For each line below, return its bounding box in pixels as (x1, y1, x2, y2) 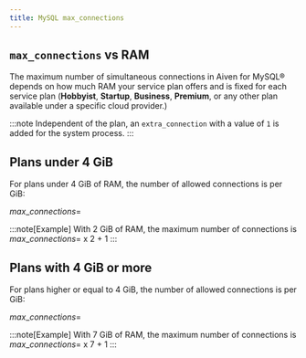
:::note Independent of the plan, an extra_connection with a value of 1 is (9, 118, 280, 129)
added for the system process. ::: (9, 128, 134, 139)
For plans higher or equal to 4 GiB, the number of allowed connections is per (9, 284, 297, 295)
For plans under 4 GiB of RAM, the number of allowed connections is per (9, 179, 283, 190)
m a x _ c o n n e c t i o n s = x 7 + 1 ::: (9, 339, 117, 350)
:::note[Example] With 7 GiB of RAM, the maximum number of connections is (9, 330, 297, 341)
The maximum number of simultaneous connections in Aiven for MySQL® (9, 71, 285, 82)
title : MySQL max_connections (9, 13, 125, 23)
